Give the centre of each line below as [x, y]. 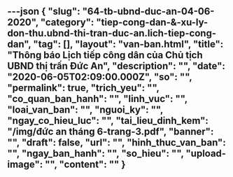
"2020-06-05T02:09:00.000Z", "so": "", [100, 77]
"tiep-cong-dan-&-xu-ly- [152, 23]
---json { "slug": [44, 12]
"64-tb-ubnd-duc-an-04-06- [148, 12]
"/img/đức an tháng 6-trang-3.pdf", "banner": [111, 132]
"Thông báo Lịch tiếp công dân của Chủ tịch [105, 55]
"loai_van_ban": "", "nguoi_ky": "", [85, 110]
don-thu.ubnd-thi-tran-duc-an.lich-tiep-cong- [112, 33]
